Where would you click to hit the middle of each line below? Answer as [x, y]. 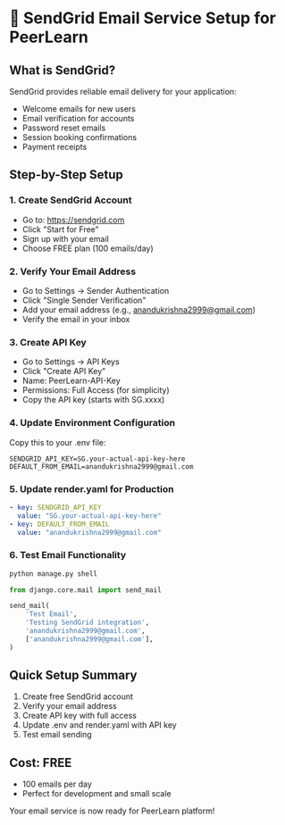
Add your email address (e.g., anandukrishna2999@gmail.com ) [139, 309]
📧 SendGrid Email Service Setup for [143, 18]
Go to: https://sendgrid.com [73, 220]
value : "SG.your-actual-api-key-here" [90, 516]
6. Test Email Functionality [68, 555]
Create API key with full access [79, 716]
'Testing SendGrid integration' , [88, 623]
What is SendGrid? [63, 70]
